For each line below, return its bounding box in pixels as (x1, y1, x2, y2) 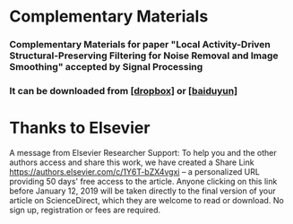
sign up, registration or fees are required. (9, 204, 161, 215)
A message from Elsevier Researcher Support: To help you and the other (9, 147, 278, 158)
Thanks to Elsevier (9, 118, 151, 138)
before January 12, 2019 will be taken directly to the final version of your (9, 185, 276, 196)
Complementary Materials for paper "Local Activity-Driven (9, 39, 271, 51)
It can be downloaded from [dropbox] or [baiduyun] (9, 85, 238, 98)
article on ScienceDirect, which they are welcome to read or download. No (9, 194, 284, 205)
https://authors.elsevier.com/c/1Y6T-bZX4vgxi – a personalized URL (9, 166, 260, 177)
